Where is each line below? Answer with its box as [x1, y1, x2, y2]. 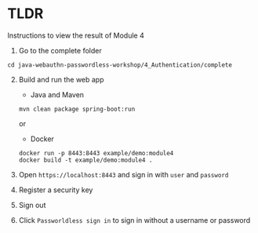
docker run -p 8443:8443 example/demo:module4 [18, 149, 174, 157]
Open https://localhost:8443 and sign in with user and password [18, 169, 229, 179]
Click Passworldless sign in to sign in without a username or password [18, 215, 251, 224]
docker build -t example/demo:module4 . [18, 156, 153, 164]
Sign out [18, 200, 46, 209]
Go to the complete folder [18, 46, 103, 55]
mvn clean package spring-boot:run [18, 105, 136, 113]
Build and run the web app [18, 75, 104, 84]
